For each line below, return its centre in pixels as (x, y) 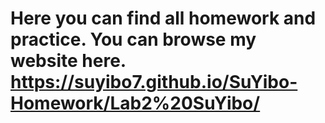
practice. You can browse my (133, 39)
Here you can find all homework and (163, 18)
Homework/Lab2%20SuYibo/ (135, 103)
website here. (68, 61)
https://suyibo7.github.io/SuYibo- (154, 82)
